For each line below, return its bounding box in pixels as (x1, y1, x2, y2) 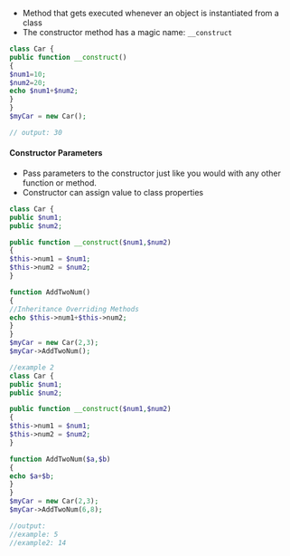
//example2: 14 (9, 538, 67, 547)
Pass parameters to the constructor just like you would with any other (22, 168, 282, 178)
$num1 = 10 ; (9, 70, 47, 79)
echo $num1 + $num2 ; (9, 86, 79, 96)
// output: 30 (9, 128, 63, 137)
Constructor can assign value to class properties (22, 187, 204, 197)
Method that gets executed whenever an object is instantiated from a (22, 8, 280, 18)
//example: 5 (9, 530, 59, 539)
